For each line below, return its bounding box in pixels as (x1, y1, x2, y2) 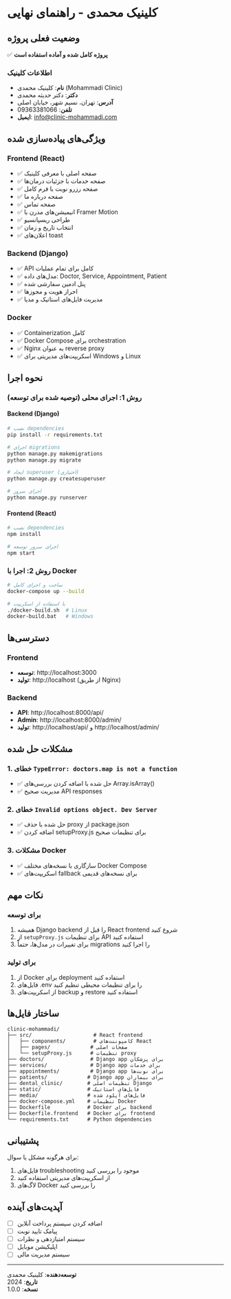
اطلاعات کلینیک (7, 67, 53, 77)
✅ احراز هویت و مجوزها (16, 288, 78, 296)
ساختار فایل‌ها (7, 1007, 60, 1019)
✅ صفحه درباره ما (16, 192, 63, 200)
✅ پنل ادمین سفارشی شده (16, 280, 86, 288)
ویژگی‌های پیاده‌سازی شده (7, 133, 106, 144)
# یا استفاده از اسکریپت (7, 600, 65, 607)
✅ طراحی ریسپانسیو (16, 215, 71, 224)
